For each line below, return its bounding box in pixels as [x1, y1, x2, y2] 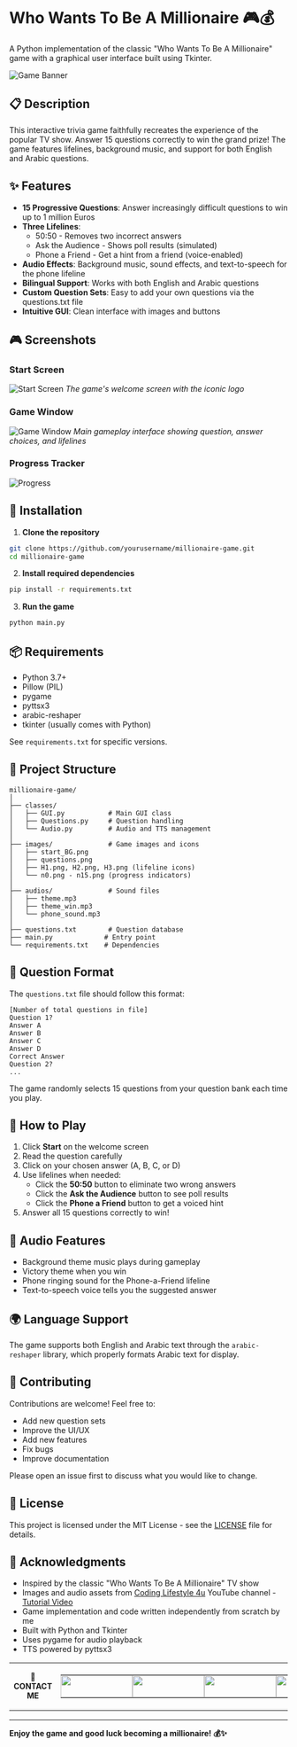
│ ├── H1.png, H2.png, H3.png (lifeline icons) [9, 862, 196, 872]
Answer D [9, 1044, 42, 1053]
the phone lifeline [21, 268, 86, 278]
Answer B [9, 1028, 42, 1038]
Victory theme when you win [21, 1266, 126, 1277]
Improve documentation [21, 1453, 110, 1463]
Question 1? [9, 1013, 53, 1022]
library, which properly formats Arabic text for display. [42, 1349, 240, 1360]
